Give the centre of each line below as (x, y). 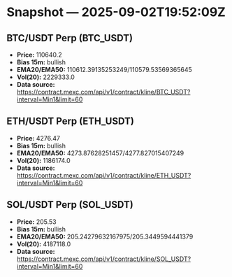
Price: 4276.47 (38, 138)
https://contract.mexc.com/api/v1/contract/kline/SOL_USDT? (104, 259)
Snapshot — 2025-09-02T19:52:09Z (116, 12)
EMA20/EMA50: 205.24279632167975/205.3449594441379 (105, 236)
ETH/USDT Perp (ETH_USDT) (70, 121)
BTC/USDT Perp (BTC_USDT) (70, 38)
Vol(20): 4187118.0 (44, 244)
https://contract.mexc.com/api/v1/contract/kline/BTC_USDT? (103, 92)
